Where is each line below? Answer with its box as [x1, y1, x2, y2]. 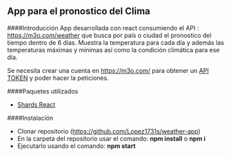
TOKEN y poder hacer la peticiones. [7, 74, 109, 82]
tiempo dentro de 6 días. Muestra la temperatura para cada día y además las [7, 38, 224, 47]
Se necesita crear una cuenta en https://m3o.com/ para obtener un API [7, 66, 209, 74]
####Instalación [7, 114, 54, 122]
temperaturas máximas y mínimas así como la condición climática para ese [7, 45, 220, 54]
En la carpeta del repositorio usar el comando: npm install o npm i [17, 134, 205, 143]
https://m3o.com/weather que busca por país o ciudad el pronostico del [7, 31, 212, 39]
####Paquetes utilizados [7, 87, 79, 95]
